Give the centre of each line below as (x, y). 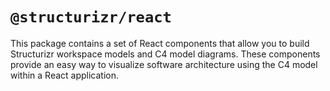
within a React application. (65, 75)
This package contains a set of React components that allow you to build (160, 43)
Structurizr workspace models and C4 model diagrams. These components (165, 54)
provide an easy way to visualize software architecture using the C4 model (164, 64)
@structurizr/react (91, 17)
